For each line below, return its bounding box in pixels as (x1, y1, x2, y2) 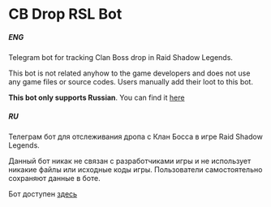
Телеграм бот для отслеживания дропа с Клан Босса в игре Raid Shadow (8, 132, 264, 142)
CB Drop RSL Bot (8, 5, 123, 24)
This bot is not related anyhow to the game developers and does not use (8, 68, 251, 78)
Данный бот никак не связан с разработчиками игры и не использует (8, 156, 252, 166)
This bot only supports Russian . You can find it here (8, 93, 185, 102)
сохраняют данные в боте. (8, 174, 101, 183)
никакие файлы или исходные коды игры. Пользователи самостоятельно (8, 165, 263, 175)
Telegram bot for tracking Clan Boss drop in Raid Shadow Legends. (8, 53, 234, 63)
